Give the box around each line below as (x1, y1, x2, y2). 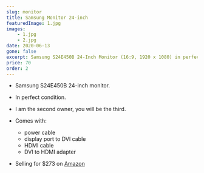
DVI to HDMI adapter (24, 148, 76, 155)
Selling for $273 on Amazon (15, 160, 85, 168)
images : (6, 25, 26, 32)
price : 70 (6, 59, 32, 66)
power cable (24, 129, 56, 137)
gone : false (6, 49, 36, 55)
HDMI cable (24, 142, 54, 149)
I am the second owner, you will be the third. (15, 106, 126, 113)
